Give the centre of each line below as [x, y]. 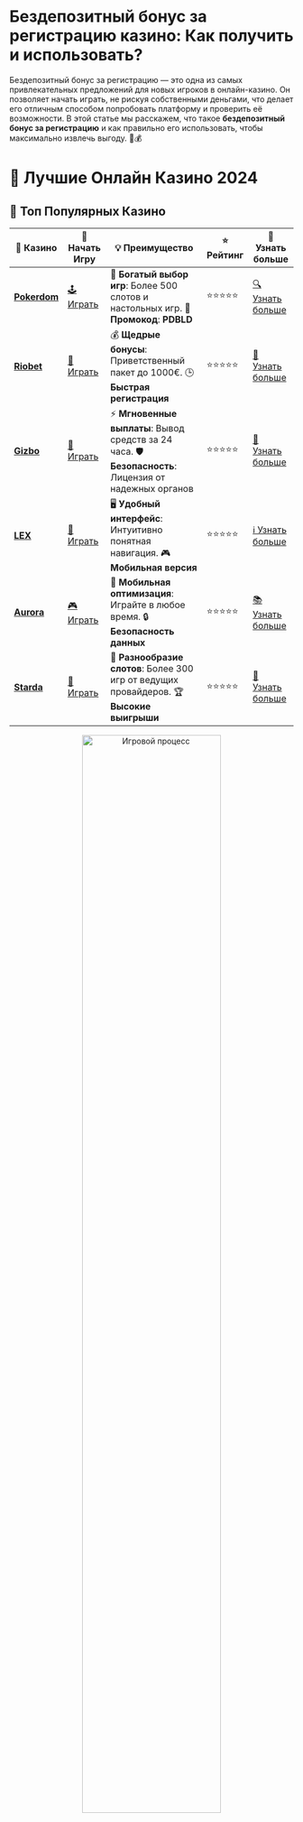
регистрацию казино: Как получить [151, 36]
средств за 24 [141, 439]
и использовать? [76, 55]
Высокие [130, 706]
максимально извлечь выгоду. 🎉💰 [76, 138]
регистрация [139, 398]
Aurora [29, 613]
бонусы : [129, 349]
